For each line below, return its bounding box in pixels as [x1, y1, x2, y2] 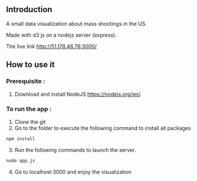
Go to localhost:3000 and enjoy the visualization [14, 168, 132, 175]
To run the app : [6, 105, 52, 113]
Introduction [6, 5, 53, 15]
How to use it [6, 60, 55, 69]
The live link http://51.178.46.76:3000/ [6, 43, 97, 50]
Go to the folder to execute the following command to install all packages [14, 124, 191, 131]
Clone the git [14, 118, 46, 125]
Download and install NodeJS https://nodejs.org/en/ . [14, 90, 142, 98]
